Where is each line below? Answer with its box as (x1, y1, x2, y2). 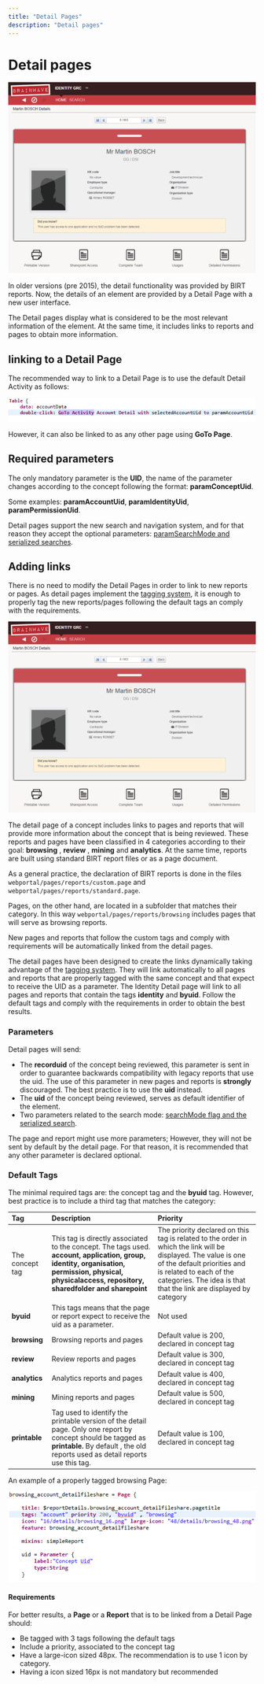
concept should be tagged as (51, 1433, 147, 1442)
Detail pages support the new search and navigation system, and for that (8, 520, 244, 530)
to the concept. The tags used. (51, 1242, 151, 1251)
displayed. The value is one (157, 1250, 246, 1260)
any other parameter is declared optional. (8, 1150, 142, 1160)
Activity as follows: (8, 382, 69, 391)
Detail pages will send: (8, 1044, 82, 1054)
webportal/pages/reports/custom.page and (8, 878, 146, 887)
